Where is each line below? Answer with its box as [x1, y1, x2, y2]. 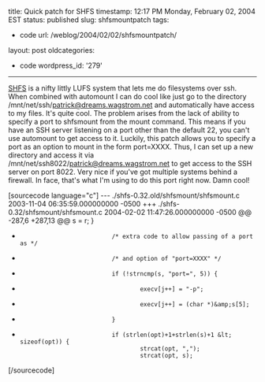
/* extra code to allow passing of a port [111, 232, 254, 240]
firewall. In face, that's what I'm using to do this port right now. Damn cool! [8, 176, 250, 184]
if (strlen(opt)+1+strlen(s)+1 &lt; [111, 331, 233, 339]
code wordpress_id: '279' [19, 61, 103, 70]
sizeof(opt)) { [19, 338, 70, 346]
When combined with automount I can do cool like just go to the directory [8, 92, 247, 101]
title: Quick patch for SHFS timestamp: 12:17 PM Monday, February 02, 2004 [8, 7, 256, 16]
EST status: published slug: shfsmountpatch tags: [8, 15, 170, 24]
